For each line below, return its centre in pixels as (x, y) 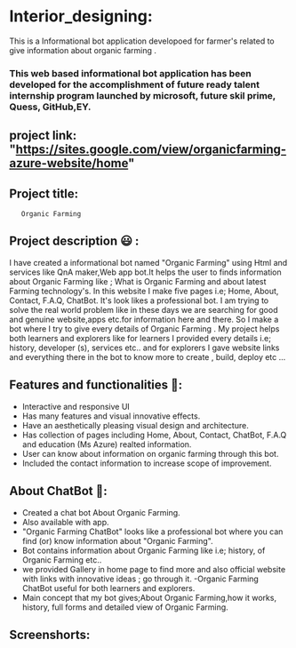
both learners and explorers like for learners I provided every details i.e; (140, 338)
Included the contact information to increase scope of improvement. (147, 463)
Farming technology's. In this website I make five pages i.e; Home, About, (144, 291)
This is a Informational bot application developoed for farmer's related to (142, 41)
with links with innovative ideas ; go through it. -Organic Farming (140, 579)
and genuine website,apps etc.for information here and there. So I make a (144, 319)
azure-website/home (69, 163)
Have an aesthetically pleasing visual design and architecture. (135, 425)
